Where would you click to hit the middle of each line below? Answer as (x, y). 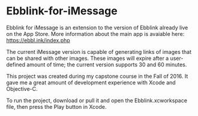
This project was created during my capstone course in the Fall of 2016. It (97, 76)
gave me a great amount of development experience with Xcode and (91, 83)
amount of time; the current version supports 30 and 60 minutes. (107, 65)
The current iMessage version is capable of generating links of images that (99, 51)
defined (16, 65)
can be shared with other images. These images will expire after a (88, 58)
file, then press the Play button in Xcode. (56, 106)
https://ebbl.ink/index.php (38, 40)
